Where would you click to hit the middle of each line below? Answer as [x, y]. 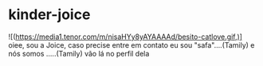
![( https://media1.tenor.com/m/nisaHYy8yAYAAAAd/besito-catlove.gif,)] [126, 37]
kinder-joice [49, 15]
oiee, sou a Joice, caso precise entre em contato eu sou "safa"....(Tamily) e [131, 45]
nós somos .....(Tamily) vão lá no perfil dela [79, 53]
